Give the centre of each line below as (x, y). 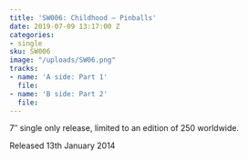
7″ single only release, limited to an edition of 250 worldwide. (124, 128)
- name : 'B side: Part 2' (58, 94)
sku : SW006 (30, 52)
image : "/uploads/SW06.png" (63, 60)
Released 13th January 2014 (62, 145)
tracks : (24, 69)
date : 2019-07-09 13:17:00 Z (65, 26)
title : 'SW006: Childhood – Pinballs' (83, 18)
